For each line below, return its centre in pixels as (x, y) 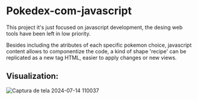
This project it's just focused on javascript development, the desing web (95, 27)
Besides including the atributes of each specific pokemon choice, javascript (99, 45)
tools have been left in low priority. (48, 33)
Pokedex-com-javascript (69, 11)
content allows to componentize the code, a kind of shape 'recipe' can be (96, 51)
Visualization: (32, 76)
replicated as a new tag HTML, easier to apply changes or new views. (92, 57)
